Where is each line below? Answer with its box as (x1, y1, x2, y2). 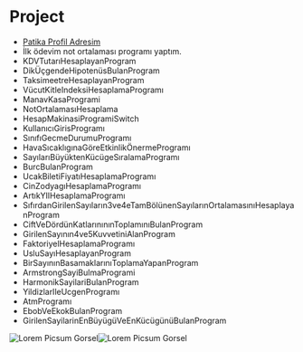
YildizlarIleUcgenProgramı (22, 286, 120, 297)
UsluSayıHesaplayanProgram (22, 247, 131, 259)
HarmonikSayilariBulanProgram (22, 276, 139, 287)
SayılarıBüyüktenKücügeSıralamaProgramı (22, 151, 180, 162)
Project (9, 6, 65, 27)
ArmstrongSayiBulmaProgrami (22, 267, 136, 278)
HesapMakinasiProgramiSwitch (22, 113, 139, 124)
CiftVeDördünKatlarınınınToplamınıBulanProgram (22, 219, 204, 230)
